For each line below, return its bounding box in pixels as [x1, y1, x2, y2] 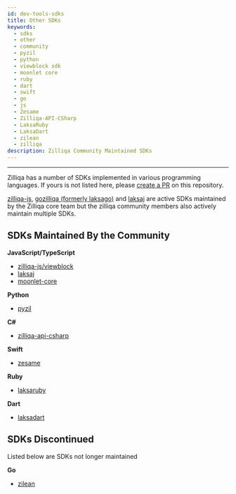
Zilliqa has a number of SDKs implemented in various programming [7, 174, 202, 181]
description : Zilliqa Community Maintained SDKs [7, 148, 152, 155]
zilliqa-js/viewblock [17, 261, 74, 271]
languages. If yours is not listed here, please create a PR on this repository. [7, 181, 224, 189]
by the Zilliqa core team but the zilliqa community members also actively [7, 202, 216, 210]
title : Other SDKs [7, 17, 61, 24]
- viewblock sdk [13, 63, 61, 70]
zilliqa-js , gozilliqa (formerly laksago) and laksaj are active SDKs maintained [7, 195, 226, 202]
